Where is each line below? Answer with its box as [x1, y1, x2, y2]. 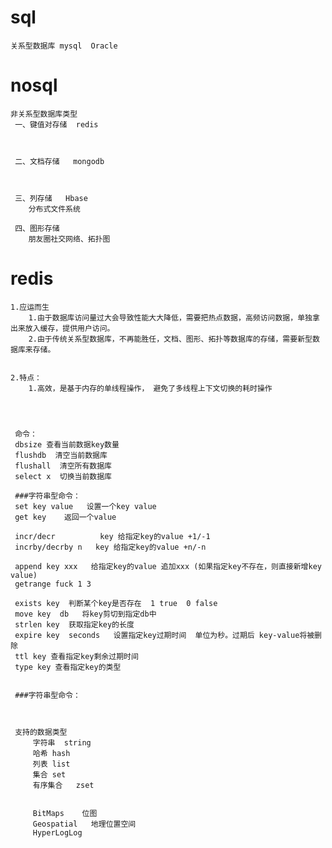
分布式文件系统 [28, 204, 81, 214]
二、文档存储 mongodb [14, 156, 105, 166]
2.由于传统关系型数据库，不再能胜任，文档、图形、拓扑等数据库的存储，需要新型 [28, 334, 313, 344]
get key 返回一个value [14, 512, 117, 522]
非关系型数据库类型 [10, 109, 78, 119]
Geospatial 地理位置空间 [32, 819, 137, 829]
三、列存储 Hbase [14, 193, 88, 203]
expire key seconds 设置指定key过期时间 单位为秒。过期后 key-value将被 [14, 630, 315, 640]
